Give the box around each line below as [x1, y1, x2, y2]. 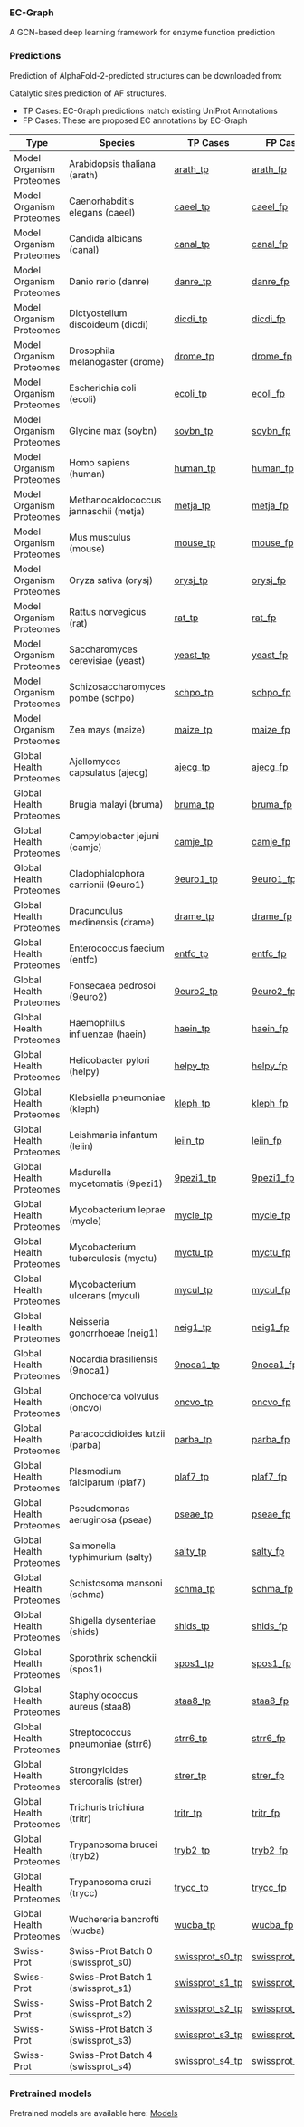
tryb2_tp [174, 1844, 211, 1856]
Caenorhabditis [69, 195, 135, 207]
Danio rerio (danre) [69, 274, 150, 287]
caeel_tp [174, 200, 211, 213]
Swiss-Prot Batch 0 [69, 1944, 153, 1957]
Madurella [69, 1165, 111, 1178]
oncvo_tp [174, 1395, 214, 1408]
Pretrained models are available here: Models [9, 2107, 178, 2118]
